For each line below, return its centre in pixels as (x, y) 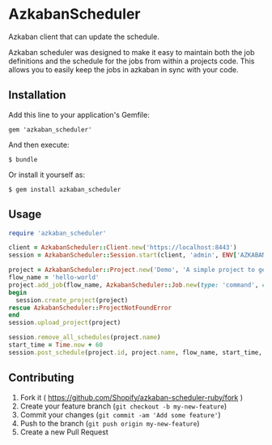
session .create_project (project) (72, 300)
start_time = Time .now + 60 (56, 345)
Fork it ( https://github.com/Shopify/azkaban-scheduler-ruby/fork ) (131, 397)
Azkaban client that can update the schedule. (84, 37)
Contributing (41, 378)
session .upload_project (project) (65, 323)
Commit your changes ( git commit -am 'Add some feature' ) (120, 414)
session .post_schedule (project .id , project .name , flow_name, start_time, (136, 352)
